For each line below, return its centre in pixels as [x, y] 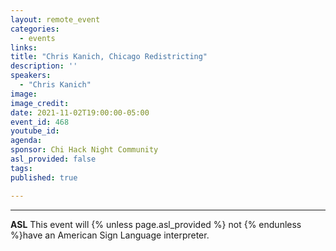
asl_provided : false [53, 159]
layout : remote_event [55, 19]
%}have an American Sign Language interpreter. [110, 235]
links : [24, 47]
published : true [44, 177]
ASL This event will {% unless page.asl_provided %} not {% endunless [156, 224]
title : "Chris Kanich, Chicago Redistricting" [109, 57]
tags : [21, 168]
